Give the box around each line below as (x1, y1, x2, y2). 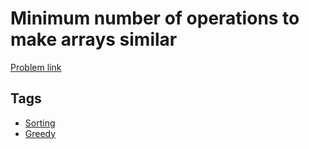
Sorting (24, 117, 56, 129)
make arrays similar (10, 28, 178, 51)
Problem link (10, 61, 62, 73)
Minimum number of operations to (10, 7, 300, 30)
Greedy (24, 127, 57, 139)
